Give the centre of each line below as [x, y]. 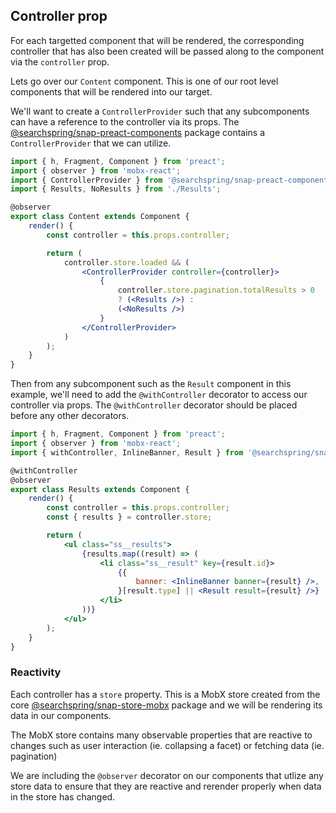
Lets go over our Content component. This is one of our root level [144, 81]
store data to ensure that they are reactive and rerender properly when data [166, 786]
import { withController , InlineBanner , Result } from [127, 452]
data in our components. [61, 715]
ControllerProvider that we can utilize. [91, 143]
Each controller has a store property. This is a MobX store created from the [165, 694]
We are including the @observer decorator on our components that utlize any [167, 775]
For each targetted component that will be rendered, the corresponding [157, 40]
